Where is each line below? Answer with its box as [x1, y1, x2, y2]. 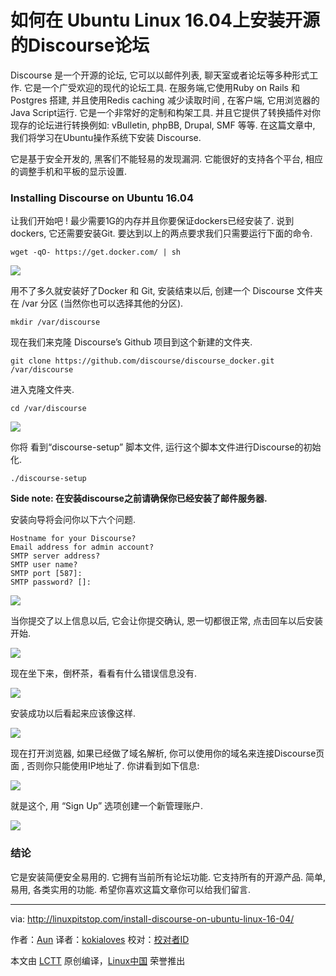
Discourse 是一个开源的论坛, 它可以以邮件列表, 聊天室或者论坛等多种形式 [10, 69, 310, 81]
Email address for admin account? [10, 542, 155, 553]
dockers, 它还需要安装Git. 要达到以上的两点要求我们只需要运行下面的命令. [10, 227, 313, 240]
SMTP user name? [10, 560, 78, 570]
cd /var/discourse [10, 404, 87, 414]
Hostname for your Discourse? [10, 534, 137, 544]
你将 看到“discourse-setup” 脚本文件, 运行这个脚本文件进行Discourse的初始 [10, 441, 322, 453]
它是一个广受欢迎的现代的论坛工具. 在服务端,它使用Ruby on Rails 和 [23, 81, 300, 93]
